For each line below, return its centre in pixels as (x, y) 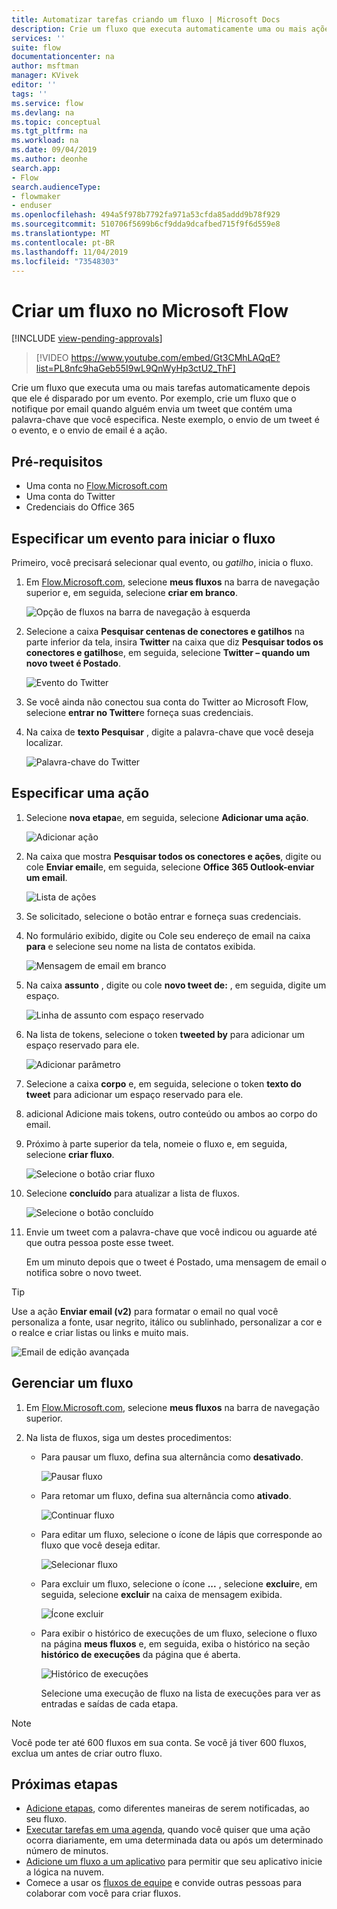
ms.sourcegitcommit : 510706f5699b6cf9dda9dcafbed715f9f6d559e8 (146, 224)
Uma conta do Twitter (70, 497)
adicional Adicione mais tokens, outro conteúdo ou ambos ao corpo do (171, 1113)
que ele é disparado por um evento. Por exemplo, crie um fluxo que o (154, 398)
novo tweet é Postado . (73, 663)
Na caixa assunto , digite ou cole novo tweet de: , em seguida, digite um (176, 985)
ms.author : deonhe (49, 159)
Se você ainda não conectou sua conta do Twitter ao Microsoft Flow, (167, 702)
